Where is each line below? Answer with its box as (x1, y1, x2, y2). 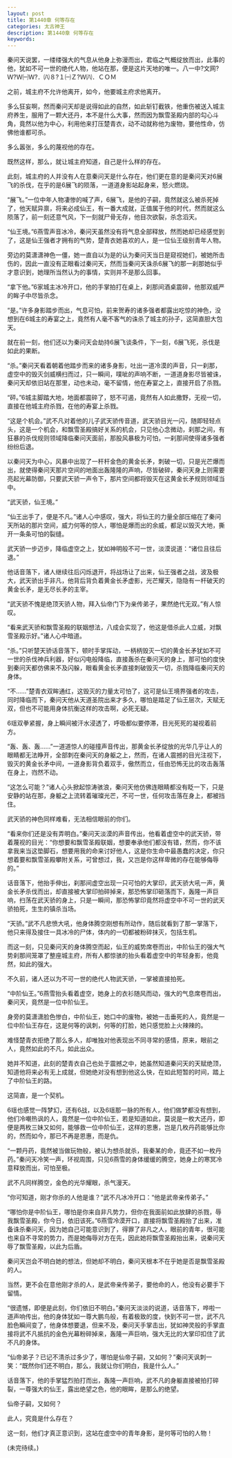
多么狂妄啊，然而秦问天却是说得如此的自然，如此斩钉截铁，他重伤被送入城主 (7, 102, 225, 111)
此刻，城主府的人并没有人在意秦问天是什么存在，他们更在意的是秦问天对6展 (7, 172, 223, 180)
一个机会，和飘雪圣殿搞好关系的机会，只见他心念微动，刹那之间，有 (30, 426, 225, 434)
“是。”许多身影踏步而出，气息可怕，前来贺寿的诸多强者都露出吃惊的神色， (7, 306, 215, 314)
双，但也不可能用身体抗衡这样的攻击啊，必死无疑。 (7, 704, 153, 712)
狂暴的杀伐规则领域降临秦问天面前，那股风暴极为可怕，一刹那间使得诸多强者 (7, 434, 225, 442)
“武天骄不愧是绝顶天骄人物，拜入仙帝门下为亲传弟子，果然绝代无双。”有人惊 (7, 600, 222, 608)
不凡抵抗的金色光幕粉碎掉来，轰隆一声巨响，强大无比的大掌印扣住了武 (25, 1329, 225, 1338)
